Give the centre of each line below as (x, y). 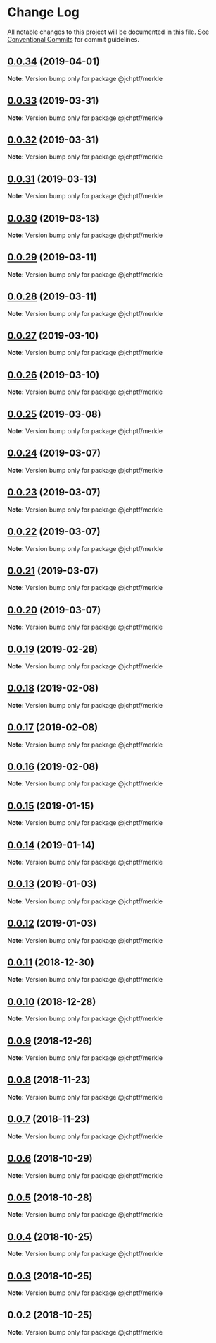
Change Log (43, 12)
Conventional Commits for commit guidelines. (73, 39)
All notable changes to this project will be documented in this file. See (108, 32)
